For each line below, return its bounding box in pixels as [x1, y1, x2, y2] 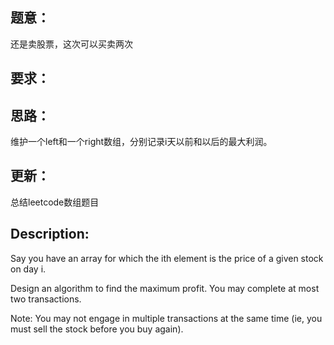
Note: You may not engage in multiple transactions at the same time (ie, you [10, 312, 323, 324]
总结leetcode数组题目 [10, 196, 100, 208]
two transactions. [10, 293, 82, 305]
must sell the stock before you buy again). [10, 323, 184, 335]
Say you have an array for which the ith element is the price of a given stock [10, 252, 324, 264]
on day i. [10, 263, 47, 275]
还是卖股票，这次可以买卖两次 [10, 38, 133, 50]
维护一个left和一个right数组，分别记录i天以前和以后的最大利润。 [10, 136, 273, 148]
